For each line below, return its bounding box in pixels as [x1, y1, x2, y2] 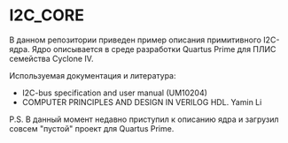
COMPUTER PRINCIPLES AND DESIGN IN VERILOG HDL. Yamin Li [21, 96, 262, 107]
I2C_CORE [9, 5, 85, 26]
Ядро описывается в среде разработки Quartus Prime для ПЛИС [31, 43, 276, 54]
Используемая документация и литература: [9, 70, 176, 80]
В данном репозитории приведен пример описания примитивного [9, 34, 261, 45]
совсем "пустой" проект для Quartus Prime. [9, 123, 175, 133]
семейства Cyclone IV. [9, 53, 94, 64]
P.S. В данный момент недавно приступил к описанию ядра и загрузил [9, 114, 279, 124]
